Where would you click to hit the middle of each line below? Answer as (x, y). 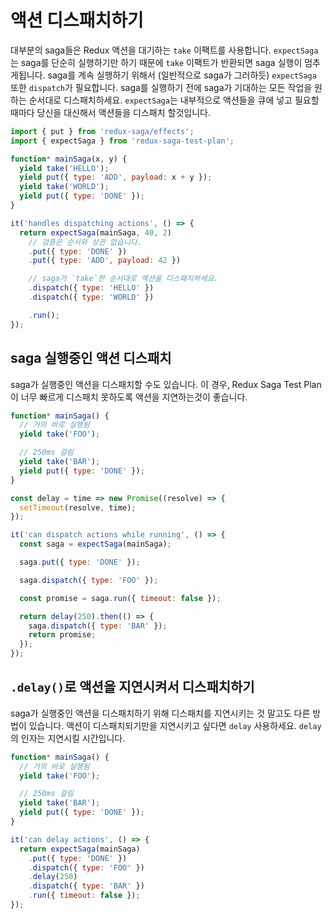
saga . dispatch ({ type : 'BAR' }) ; (98, 626)
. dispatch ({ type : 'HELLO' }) (91, 288)
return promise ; (62, 635)
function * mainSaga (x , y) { (69, 159)
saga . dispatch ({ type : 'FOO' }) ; (89, 580)
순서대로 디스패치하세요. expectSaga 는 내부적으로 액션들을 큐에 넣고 (160, 100)
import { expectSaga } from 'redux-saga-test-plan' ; (122, 141)
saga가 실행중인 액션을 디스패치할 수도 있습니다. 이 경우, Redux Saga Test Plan (166, 384)
